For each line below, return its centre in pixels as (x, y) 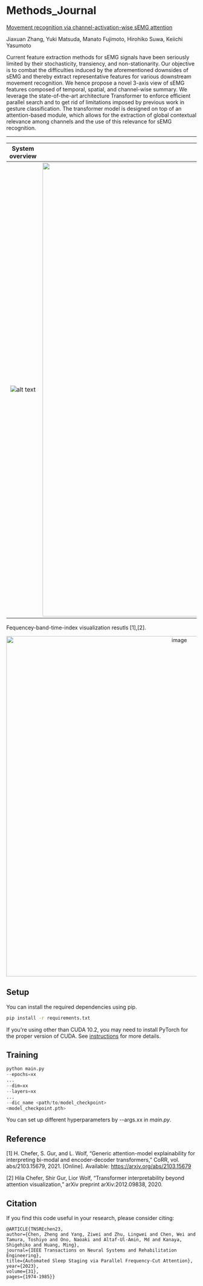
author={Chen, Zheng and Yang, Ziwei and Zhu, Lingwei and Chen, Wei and (101, 1235)
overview (23, 156)
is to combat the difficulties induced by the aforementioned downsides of (98, 70)
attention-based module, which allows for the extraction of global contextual (101, 115)
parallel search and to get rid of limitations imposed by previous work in (95, 102)
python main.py (25, 1069)
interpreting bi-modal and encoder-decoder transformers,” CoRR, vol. (93, 1160)
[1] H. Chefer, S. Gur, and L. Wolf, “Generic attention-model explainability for (101, 1153)
